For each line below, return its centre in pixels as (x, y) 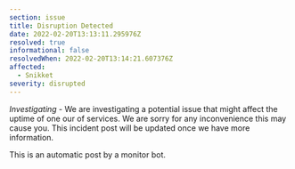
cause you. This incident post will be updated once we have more (130, 128)
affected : (28, 68)
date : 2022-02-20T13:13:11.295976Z (75, 34)
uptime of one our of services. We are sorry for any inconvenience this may (148, 118)
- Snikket (35, 76)
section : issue (37, 17)
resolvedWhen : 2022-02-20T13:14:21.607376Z (91, 59)
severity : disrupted (48, 84)
